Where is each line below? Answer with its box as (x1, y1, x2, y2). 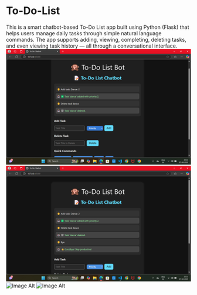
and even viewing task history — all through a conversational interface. (6, 42, 178, 49)
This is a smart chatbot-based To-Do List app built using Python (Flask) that (6, 24, 189, 31)
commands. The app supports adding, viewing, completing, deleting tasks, (6, 36, 186, 43)
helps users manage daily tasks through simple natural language (6, 29, 162, 36)
